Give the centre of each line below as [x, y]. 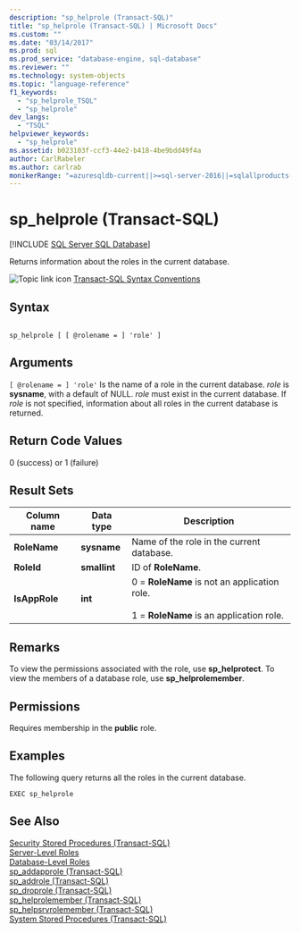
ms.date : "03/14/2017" [51, 42]
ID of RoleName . [166, 567]
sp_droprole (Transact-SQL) [61, 890]
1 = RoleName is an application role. [208, 616]
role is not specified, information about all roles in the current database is [144, 403]
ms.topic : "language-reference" [69, 84]
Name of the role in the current [196, 542]
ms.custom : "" [36, 34]
